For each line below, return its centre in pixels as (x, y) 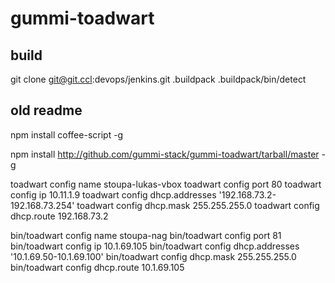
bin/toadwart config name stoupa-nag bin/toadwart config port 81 (146, 235)
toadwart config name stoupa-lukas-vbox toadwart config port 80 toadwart (166, 184)
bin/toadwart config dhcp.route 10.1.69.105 (97, 267)
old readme (46, 110)
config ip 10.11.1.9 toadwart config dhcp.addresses (113, 194)
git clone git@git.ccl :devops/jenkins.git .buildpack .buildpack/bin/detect (158, 79)
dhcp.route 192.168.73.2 (59, 216)
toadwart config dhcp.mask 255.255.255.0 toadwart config (198, 205)
